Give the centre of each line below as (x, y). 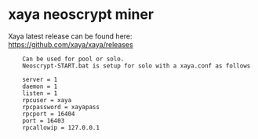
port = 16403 (44, 121)
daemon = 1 (40, 86)
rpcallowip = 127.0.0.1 (61, 127)
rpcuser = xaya (47, 100)
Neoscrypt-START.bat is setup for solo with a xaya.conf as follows (136, 66)
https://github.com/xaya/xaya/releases (71, 44)
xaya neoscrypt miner (81, 15)
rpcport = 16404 (49, 114)
